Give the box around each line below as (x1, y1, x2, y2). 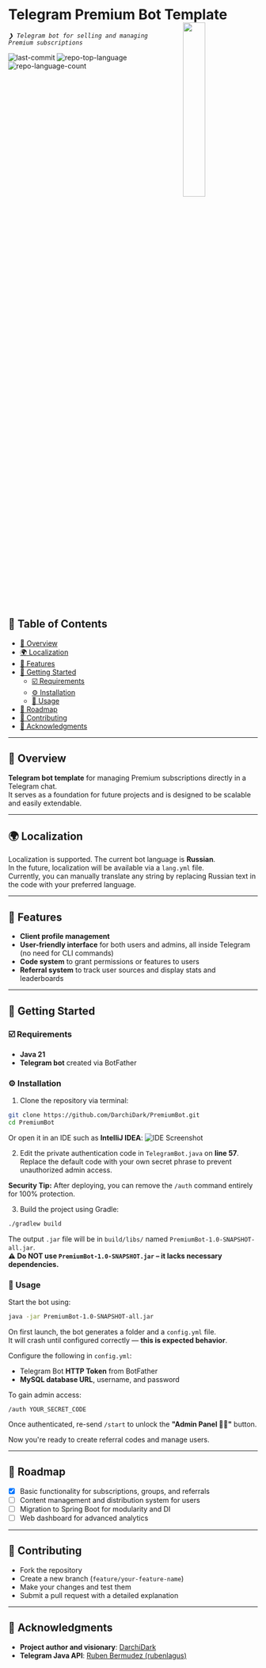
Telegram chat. (8, 781, 58, 791)
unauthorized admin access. (19, 1165, 112, 1175)
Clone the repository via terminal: (19, 1096, 129, 1106)
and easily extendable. (8, 798, 82, 808)
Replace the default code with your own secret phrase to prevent (19, 1156, 232, 1166)
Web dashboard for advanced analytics (19, 1513, 149, 1523)
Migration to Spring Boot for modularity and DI (19, 1504, 171, 1514)
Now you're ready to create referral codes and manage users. (8, 1434, 210, 1444)
